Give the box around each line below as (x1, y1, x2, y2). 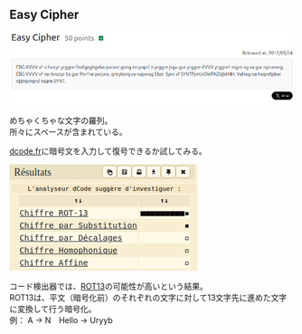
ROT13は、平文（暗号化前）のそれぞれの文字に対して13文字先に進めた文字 (9, 291, 288, 302)
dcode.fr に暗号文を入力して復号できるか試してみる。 (9, 145, 208, 157)
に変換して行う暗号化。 (9, 303, 97, 314)
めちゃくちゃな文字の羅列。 (9, 115, 113, 126)
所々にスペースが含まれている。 (9, 126, 127, 137)
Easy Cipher (9, 7, 80, 23)
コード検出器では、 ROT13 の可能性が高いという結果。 (9, 281, 208, 291)
